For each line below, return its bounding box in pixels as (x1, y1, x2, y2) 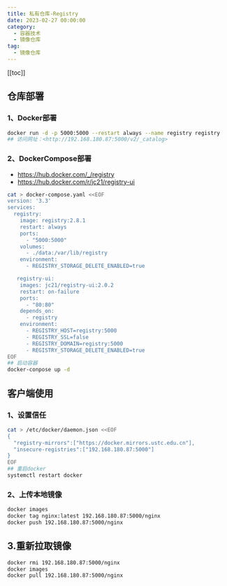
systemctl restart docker (7, 472, 82, 479)
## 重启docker (7, 466, 47, 473)
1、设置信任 (7, 410, 47, 420)
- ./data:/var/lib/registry (25, 250, 108, 257)
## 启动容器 (7, 359, 38, 367)
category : (7, 23, 36, 30)
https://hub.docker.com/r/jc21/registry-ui (17, 178, 135, 186)
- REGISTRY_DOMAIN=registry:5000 (25, 340, 124, 347)
